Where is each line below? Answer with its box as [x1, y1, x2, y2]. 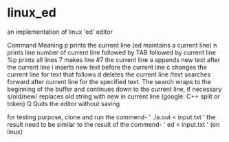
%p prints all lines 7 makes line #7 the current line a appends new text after [7, 55, 221, 63]
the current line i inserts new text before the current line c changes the [7, 63, 208, 71]
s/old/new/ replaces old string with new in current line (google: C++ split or [7, 92, 220, 101]
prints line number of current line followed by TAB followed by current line [7, 48, 217, 57]
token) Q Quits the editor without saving [7, 99, 120, 108]
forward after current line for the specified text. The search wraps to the [7, 77, 212, 85]
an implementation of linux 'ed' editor [7, 28, 113, 36]
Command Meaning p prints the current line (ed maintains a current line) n [7, 41, 217, 49]
